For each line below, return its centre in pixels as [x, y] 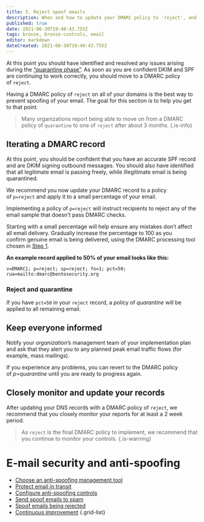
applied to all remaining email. [44, 309]
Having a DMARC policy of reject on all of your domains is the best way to [100, 94]
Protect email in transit [43, 486]
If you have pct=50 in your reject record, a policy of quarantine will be [94, 302]
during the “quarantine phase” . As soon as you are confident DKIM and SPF [100, 69]
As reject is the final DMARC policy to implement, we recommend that [109, 432]
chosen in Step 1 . [28, 246]
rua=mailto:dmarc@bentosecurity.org [53, 274]
